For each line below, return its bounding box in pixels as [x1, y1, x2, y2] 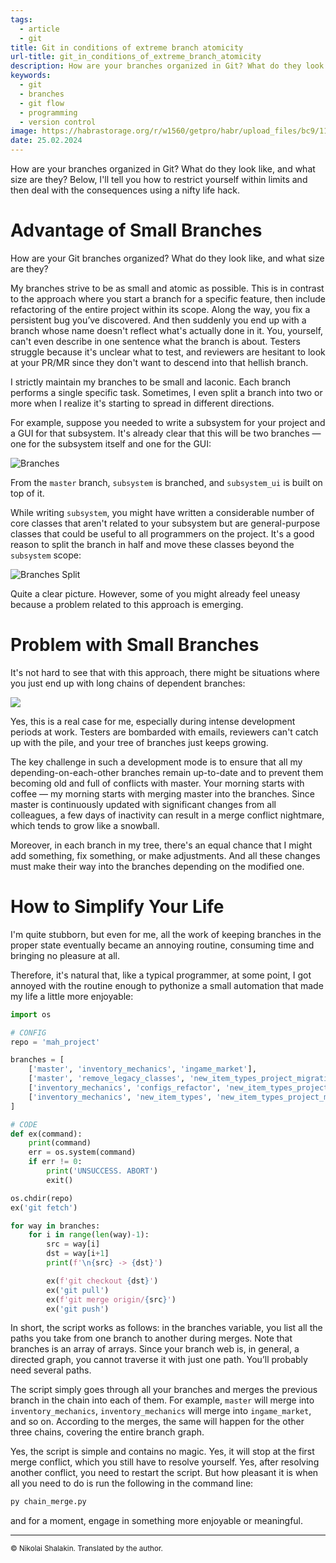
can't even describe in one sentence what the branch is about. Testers [10, 335, 301, 347]
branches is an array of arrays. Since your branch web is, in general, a [10, 1343, 300, 1355]
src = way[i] [46, 1239, 101, 1250]
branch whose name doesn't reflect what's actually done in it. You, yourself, [10, 324, 324, 336]
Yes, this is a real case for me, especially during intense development [10, 715, 296, 727]
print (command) [28, 1138, 92, 1148]
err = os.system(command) [28, 1147, 137, 1158]
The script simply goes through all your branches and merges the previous [10, 1384, 318, 1396]
